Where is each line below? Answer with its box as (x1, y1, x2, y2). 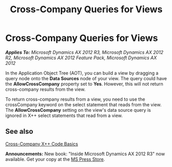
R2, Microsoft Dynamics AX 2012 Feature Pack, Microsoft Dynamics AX (5, 55, 157, 61)
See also (5, 127, 33, 136)
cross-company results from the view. (5, 86, 86, 92)
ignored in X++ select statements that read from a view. (5, 112, 123, 118)
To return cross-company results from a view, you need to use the (5, 96, 145, 102)
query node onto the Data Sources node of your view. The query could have (5, 75, 167, 81)
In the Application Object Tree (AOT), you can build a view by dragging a (5, 70, 159, 76)
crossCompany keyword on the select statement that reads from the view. (5, 101, 162, 108)
